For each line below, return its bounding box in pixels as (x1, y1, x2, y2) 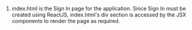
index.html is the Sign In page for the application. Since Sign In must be (11, 5, 186, 12)
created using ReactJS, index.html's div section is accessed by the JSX (11, 11, 187, 18)
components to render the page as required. (11, 18, 120, 24)
